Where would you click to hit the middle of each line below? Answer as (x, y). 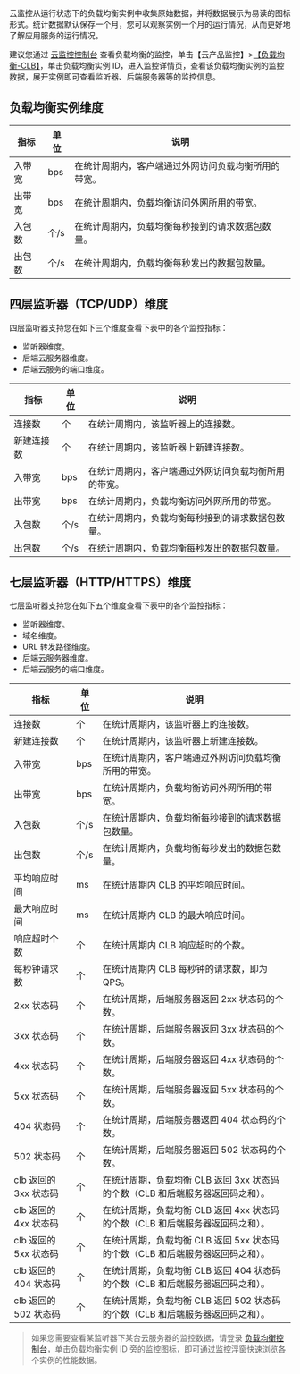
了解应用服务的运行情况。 (56, 35)
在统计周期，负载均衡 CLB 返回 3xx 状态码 (191, 1180)
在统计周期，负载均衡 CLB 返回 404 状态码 (192, 1270)
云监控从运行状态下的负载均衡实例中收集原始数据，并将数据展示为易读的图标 (150, 13)
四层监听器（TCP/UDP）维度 (88, 304)
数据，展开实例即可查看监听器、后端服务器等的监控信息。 (115, 77)
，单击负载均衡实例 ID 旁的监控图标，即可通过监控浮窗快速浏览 (162, 1349)
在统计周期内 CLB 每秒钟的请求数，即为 (185, 969)
